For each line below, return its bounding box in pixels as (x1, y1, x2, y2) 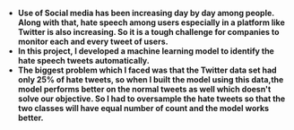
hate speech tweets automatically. (17, 56, 150, 65)
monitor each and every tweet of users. (17, 36, 169, 47)
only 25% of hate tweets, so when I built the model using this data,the (17, 74, 284, 84)
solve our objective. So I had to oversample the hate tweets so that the (17, 93, 286, 104)
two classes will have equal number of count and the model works (17, 103, 270, 113)
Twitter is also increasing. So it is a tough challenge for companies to (17, 27, 280, 37)
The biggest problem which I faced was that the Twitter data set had (17, 65, 277, 75)
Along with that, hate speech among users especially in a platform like (17, 17, 285, 28)
